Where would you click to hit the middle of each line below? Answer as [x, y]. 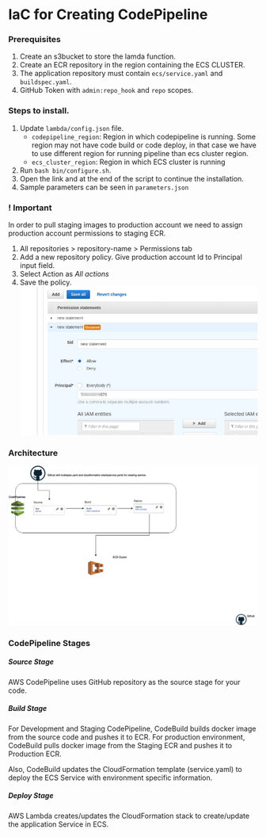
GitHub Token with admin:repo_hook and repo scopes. [106, 90]
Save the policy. [46, 282]
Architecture [33, 453]
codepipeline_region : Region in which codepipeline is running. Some [143, 136]
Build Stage [28, 709]
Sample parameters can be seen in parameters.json [104, 187]
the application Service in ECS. [59, 824]
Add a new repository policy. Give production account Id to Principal [131, 257]
